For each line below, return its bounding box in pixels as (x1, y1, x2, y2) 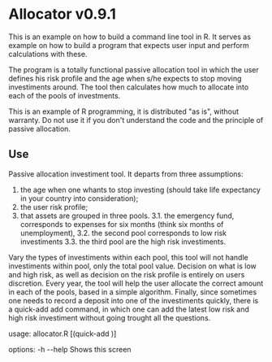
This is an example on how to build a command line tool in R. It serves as (8, 32, 252, 41)
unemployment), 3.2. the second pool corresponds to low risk (19, 228, 227, 238)
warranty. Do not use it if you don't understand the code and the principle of (8, 115, 264, 124)
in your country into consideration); (19, 193, 139, 203)
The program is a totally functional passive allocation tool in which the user (8, 64, 260, 74)
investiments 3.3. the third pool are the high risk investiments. (19, 237, 226, 246)
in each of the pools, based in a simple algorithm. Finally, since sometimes (8, 286, 257, 297)
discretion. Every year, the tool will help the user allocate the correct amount (8, 278, 264, 288)
